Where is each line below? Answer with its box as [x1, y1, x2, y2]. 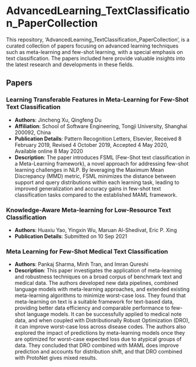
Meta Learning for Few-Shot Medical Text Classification [6, 247, 169, 255]
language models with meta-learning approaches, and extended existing [14, 286, 190, 293]
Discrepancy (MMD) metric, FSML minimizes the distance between [14, 172, 176, 180]
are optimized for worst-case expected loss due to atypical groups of [14, 336, 182, 343]
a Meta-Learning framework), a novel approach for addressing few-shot [14, 160, 189, 167]
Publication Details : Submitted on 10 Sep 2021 [14, 233, 128, 240]
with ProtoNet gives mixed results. [14, 354, 98, 362]
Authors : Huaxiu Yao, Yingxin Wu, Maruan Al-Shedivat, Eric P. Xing [14, 226, 177, 233]
